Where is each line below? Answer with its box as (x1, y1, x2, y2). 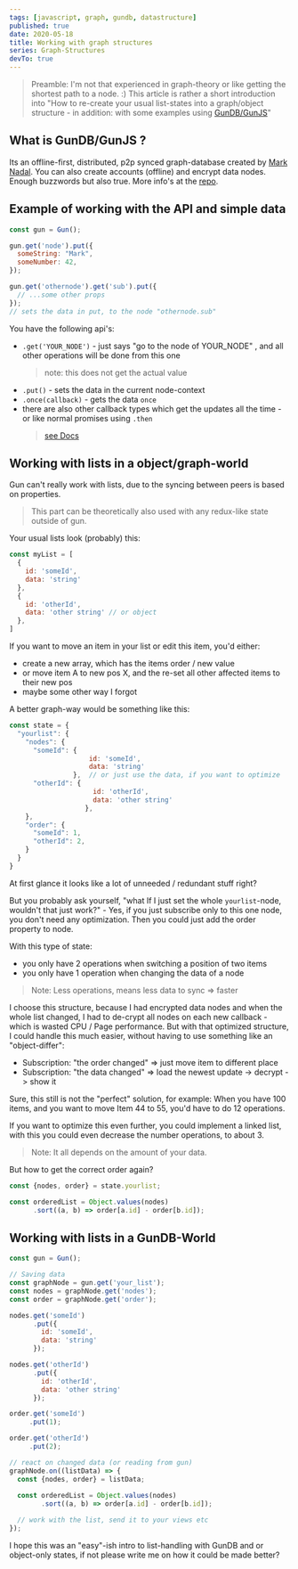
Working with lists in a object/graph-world (9, 455, 249, 470)
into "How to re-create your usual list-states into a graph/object (30, 98, 264, 108)
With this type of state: (9, 941, 93, 952)
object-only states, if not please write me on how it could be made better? (9, 1549, 280, 1560)
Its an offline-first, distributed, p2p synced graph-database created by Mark (9, 157, 288, 168)
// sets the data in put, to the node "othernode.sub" (9, 306, 217, 316)
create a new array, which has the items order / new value (21, 658, 236, 669)
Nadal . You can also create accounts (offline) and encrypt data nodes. (9, 166, 267, 176)
